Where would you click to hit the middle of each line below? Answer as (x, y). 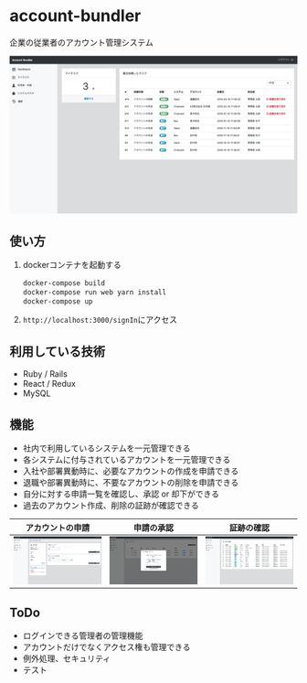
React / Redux (49, 384)
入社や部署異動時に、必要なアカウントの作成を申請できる (131, 471)
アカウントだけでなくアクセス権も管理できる (106, 647)
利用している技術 (58, 352)
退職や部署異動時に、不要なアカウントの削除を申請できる (131, 482)
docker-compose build (64, 283)
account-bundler (75, 16)
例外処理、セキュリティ (67, 658)
